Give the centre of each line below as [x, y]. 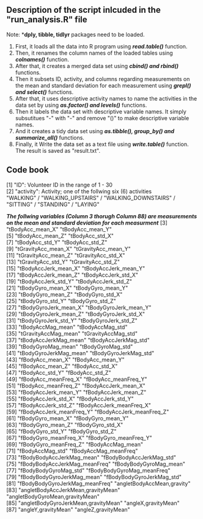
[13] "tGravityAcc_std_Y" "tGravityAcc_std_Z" [63, 262]
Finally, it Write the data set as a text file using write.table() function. [102, 144]
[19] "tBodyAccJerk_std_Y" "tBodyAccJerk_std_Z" [69, 281]
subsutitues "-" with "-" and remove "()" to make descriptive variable [102, 118]
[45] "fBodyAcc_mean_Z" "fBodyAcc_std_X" [62, 366]
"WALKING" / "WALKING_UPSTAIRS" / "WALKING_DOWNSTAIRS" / [91, 198]
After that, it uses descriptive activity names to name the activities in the [106, 98]
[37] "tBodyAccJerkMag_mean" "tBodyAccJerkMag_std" [78, 340]
